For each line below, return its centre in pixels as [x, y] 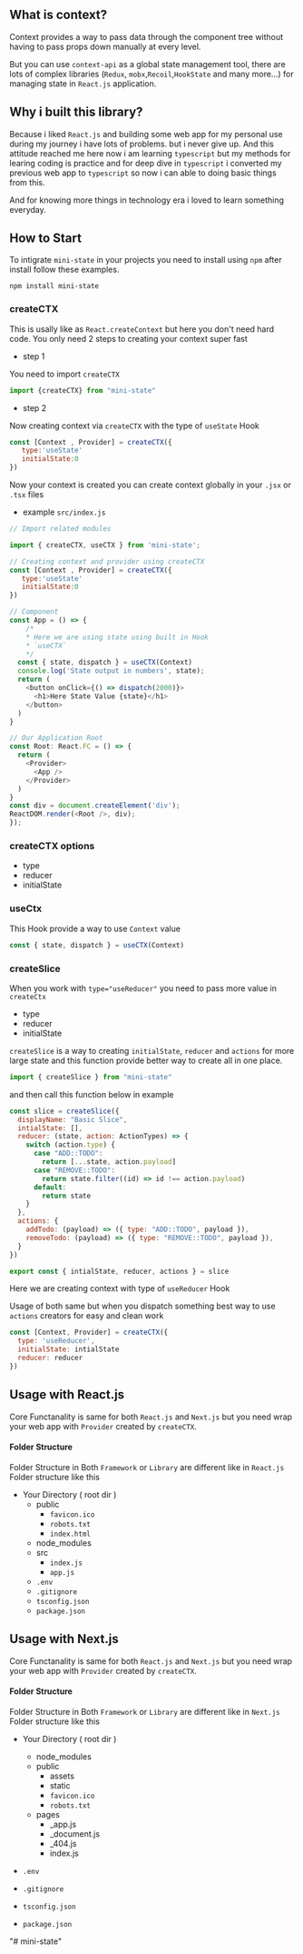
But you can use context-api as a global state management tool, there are [147, 64]
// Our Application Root [56, 738]
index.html [70, 1534]
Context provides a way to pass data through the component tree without [147, 36]
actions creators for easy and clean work [87, 1316]
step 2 [34, 407]
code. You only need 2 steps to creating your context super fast [128, 338]
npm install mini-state [54, 286]
